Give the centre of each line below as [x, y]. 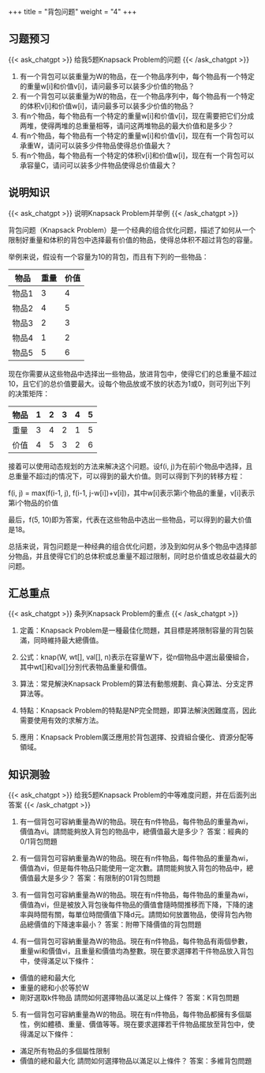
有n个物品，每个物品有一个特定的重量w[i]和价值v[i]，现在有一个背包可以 [137, 135]
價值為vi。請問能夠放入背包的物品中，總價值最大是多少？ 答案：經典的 [134, 832]
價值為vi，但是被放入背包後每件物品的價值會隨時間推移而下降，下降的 [133, 905]
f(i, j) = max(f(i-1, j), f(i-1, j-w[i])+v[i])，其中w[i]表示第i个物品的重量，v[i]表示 [131, 493]
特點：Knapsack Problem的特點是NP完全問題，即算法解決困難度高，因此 [138, 711]
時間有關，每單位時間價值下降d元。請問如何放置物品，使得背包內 [140, 915]
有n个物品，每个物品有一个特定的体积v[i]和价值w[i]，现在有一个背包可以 [137, 155]
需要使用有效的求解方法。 [61, 720]
